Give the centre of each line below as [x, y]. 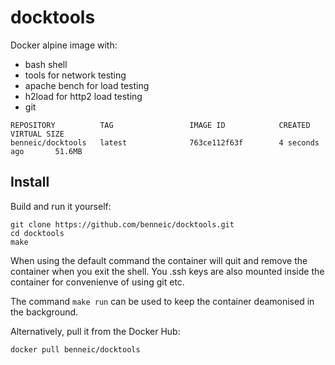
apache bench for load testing [87, 85]
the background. [44, 312]
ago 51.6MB [46, 151]
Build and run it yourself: [61, 206]
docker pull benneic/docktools [75, 349]
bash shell [46, 64]
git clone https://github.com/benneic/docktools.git [122, 224]
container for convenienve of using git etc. [97, 282]
